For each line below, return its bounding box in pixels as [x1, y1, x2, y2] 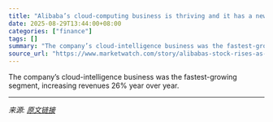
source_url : [8, 50, 49, 58]
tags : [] [8, 34, 38, 43]
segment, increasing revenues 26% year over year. [8, 81, 180, 90]
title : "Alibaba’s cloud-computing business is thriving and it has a [8, 11, 253, 20]
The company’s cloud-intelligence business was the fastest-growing [8, 72, 237, 81]
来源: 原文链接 [8, 105, 55, 115]
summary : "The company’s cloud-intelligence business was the [8, 42, 223, 50]
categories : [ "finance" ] [8, 27, 93, 35]
